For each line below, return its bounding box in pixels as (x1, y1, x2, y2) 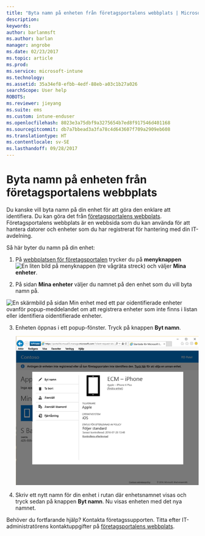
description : (6, 16, 40, 23)
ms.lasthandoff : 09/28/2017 (6, 146, 78, 152)
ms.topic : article (6, 55, 53, 61)
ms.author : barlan (6, 36, 53, 42)
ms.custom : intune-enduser (6, 113, 75, 119)
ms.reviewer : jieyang (6, 100, 62, 107)
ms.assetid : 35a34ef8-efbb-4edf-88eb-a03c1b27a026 (6, 81, 138, 87)
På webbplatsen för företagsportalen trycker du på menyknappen (15, 255, 182, 263)
